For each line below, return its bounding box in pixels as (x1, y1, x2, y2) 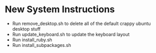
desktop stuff (12, 25, 41, 32)
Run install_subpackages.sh (12, 42, 71, 48)
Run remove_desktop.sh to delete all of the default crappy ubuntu (12, 20, 151, 26)
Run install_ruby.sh (12, 37, 52, 43)
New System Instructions (5, 4, 115, 15)
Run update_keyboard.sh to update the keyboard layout (12, 31, 130, 37)
